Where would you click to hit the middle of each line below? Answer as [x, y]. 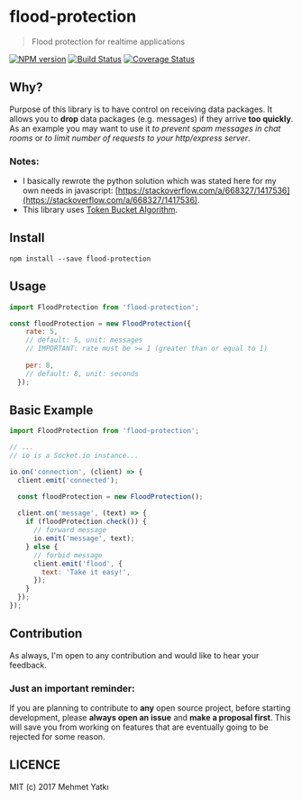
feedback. [28, 665]
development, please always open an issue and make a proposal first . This [150, 718]
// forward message [69, 530]
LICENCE [35, 765]
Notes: [24, 161]
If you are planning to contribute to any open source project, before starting [150, 708]
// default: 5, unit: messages [84, 340]
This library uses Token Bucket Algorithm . [100, 210]
